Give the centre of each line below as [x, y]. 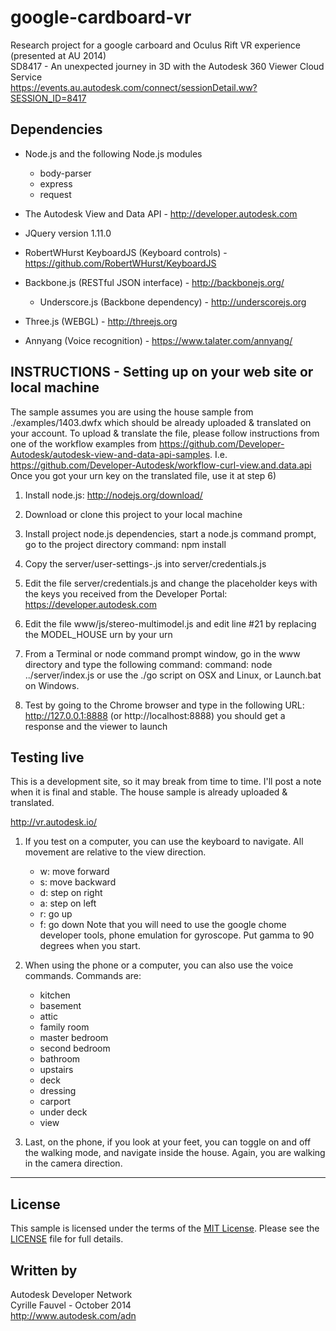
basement [60, 1006]
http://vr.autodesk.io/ [54, 822]
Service [26, 77]
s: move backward [78, 882]
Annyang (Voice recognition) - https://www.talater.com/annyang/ [158, 340]
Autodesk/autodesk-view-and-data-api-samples [110, 454]
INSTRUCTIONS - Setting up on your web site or [162, 372]
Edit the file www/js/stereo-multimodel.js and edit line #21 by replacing [170, 623]
